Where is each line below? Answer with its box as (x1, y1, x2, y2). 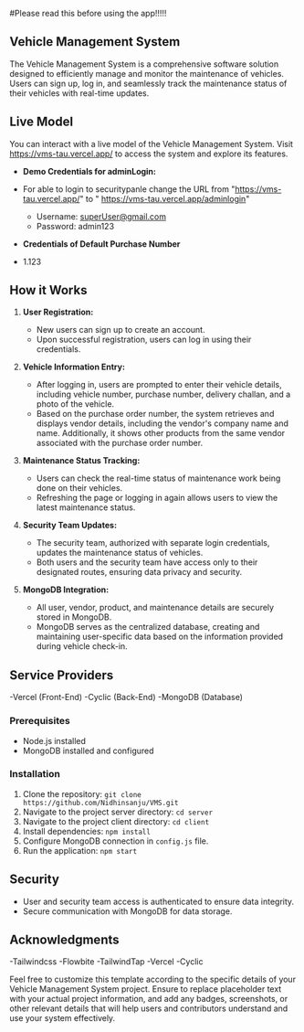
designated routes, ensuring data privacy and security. (36, 567, 243, 578)
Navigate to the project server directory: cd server (22, 806, 213, 817)
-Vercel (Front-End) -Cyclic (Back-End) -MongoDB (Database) (9, 692, 244, 703)
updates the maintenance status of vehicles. (36, 548, 204, 559)
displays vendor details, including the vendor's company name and (36, 418, 289, 429)
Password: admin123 (36, 220, 115, 231)
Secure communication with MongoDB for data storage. (22, 905, 233, 917)
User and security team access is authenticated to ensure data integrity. (22, 896, 295, 907)
